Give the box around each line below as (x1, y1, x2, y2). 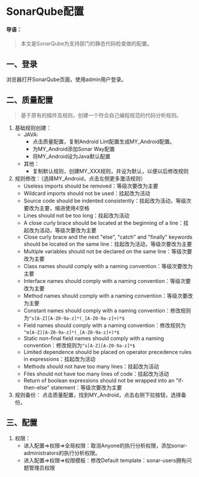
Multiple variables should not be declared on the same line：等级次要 (23, 248, 192, 255)
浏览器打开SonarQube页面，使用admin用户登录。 (6, 76, 127, 83)
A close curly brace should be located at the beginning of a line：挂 (23, 220, 189, 227)
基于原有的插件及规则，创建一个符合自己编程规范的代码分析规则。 (20, 112, 182, 119)
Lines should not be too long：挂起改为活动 (23, 212, 130, 219)
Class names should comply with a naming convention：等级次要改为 (23, 263, 193, 270)
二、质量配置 (6, 95, 53, 105)
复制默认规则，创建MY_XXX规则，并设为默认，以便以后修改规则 (32, 167, 189, 175)
